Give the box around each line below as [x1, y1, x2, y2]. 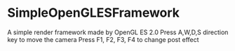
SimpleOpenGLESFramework [7, 5, 180, 21]
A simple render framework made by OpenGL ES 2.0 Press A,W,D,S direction [7, 28, 229, 36]
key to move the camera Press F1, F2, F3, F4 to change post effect [7, 35, 199, 43]
